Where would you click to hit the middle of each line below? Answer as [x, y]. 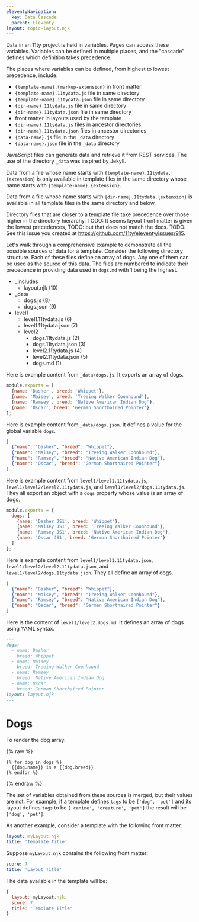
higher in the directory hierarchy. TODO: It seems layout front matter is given [99, 221]
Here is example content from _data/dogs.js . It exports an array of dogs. [95, 375]
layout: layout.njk [30, 694]
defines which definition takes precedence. [59, 57]
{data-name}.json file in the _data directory [67, 143]
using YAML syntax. [31, 629]
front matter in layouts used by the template [68, 118]
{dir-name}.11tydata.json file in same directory [73, 112]
